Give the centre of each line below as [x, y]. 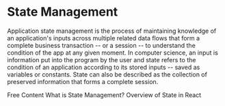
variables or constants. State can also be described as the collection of [107, 74]
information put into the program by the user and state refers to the [102, 59]
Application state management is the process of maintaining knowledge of [112, 31]
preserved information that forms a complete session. [83, 81]
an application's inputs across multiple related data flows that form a [104, 38]
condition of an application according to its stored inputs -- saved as [104, 67]
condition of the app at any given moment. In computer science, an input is [113, 53]
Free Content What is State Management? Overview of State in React [104, 95]
